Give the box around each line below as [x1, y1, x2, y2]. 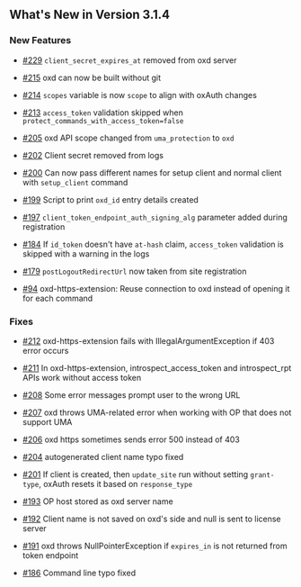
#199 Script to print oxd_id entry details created [22, 194, 199, 205]
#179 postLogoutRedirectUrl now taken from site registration [22, 266, 247, 276]
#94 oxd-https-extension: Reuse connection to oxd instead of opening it [22, 283, 290, 293]
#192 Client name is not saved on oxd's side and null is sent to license [22, 513, 281, 524]
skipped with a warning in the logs [22, 248, 150, 259]
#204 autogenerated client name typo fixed [22, 451, 184, 462]
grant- [250, 470, 275, 480]
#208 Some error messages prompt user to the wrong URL [22, 389, 241, 400]
